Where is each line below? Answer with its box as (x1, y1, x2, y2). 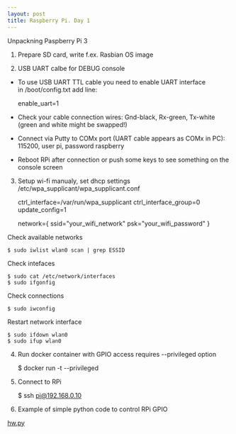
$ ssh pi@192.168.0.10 (17, 391, 82, 399)
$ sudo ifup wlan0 (7, 338, 62, 345)
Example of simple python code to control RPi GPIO (17, 405, 168, 413)
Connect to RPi (17, 377, 62, 386)
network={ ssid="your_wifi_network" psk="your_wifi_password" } (17, 219, 210, 228)
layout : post (7, 10, 46, 18)
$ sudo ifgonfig (7, 279, 55, 286)
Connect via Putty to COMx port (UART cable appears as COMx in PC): (17, 134, 225, 143)
